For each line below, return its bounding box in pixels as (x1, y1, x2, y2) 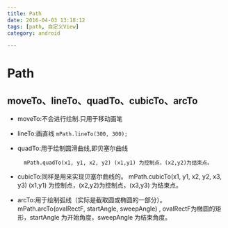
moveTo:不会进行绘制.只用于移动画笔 (17, 115, 123, 123)
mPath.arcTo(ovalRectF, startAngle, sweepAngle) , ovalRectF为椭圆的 (17, 204, 215, 213)
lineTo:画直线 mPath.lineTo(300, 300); (17, 129, 128, 138)
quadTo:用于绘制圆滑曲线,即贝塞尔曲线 (17, 144, 129, 153)
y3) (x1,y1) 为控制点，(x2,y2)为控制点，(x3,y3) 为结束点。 (17, 181, 182, 190)
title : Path (7, 10, 42, 17)
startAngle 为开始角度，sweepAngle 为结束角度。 (29, 213, 172, 222)
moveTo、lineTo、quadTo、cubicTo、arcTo (7, 95, 198, 106)
